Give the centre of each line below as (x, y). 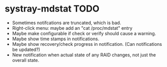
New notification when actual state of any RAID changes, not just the (84, 55)
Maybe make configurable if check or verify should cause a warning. (84, 33)
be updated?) (26, 49)
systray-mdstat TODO (52, 9)
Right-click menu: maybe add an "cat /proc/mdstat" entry (72, 28)
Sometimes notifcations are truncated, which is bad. (66, 23)
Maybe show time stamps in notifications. (56, 39)
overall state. (26, 60)
